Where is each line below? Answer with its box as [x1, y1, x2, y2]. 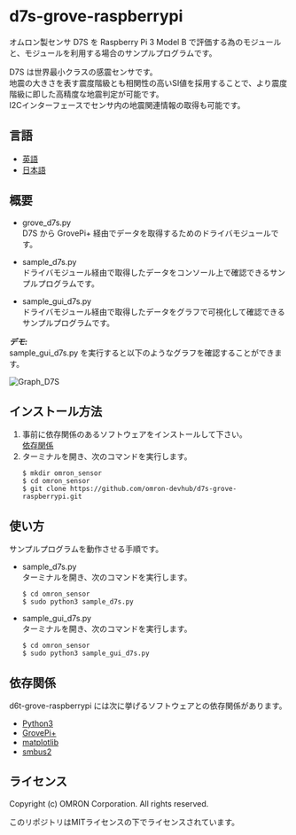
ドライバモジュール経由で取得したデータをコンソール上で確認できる [21, 267, 270, 277]
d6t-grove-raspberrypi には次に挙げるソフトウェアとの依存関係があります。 [9, 700, 287, 711]
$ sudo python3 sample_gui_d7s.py [21, 649, 150, 658]
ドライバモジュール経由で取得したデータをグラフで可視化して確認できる [21, 306, 285, 316]
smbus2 [21, 746, 52, 757]
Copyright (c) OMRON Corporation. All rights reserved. [9, 798, 209, 808]
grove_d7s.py [21, 217, 72, 228]
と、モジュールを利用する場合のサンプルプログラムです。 [9, 47, 217, 59]
